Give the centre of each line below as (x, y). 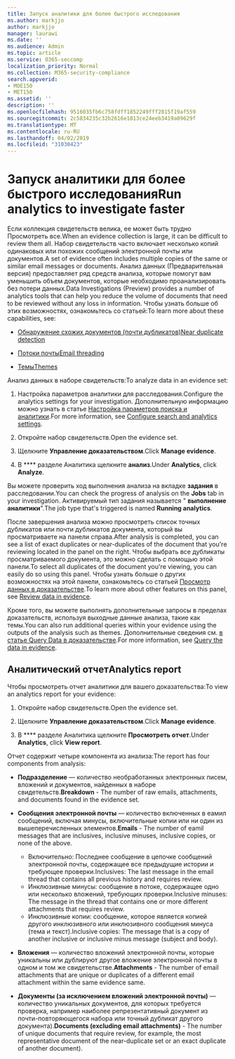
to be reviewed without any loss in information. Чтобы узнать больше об (113, 304)
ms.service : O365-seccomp (45, 60)
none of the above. (45, 843)
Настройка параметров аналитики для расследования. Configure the (120, 394)
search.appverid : (33, 79)
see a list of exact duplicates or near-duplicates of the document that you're (117, 544)
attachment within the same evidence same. (81, 982)
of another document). (50, 1048)
